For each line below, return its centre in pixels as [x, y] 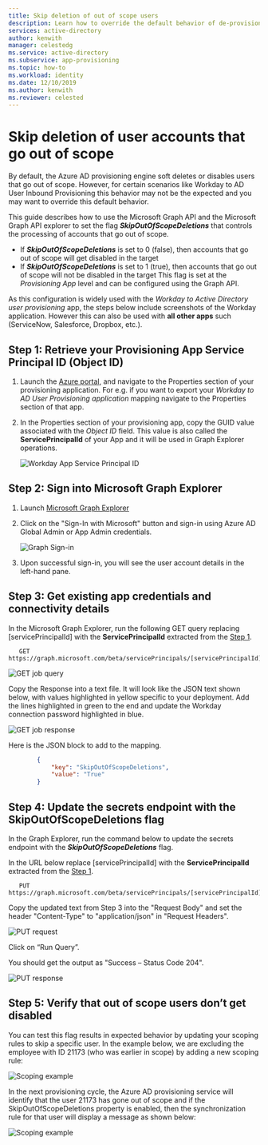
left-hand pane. [45, 571]
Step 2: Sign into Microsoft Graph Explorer [115, 489]
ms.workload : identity [46, 75]
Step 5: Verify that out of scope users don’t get [127, 1003]
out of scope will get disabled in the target [89, 258]
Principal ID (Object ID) [66, 362]
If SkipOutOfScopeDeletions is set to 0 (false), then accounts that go [134, 249]
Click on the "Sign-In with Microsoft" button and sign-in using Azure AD [138, 523]
